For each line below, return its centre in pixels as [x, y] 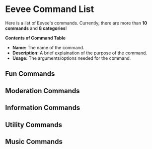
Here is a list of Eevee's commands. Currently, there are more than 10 [76, 23]
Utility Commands [34, 125]
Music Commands [34, 141]
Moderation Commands [42, 91]
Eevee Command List [50, 9]
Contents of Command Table [36, 38]
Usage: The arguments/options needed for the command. [72, 58]
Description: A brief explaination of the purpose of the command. [80, 53]
